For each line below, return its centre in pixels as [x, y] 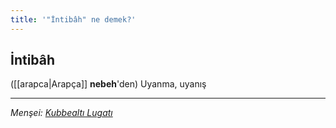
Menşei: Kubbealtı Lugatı [61, 113]
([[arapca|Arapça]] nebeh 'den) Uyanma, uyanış [108, 84]
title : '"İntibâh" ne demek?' [73, 19]
